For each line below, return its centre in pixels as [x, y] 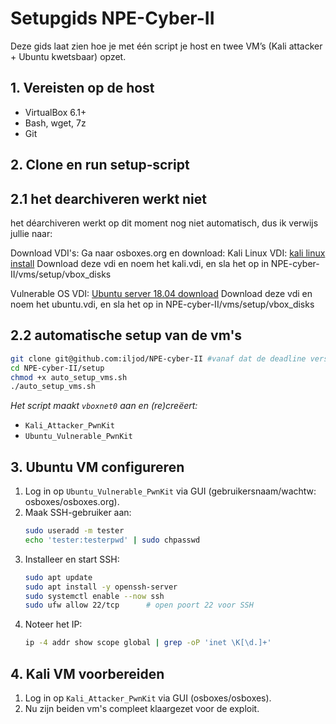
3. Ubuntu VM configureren [97, 467]
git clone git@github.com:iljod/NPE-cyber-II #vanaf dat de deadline [158, 358]
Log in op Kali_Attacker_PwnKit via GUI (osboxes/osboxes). [148, 698]
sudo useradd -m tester [74, 531]
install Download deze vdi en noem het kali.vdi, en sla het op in [139, 263]
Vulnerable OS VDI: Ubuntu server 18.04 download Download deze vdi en [161, 293]
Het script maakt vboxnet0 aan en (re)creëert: [104, 406]
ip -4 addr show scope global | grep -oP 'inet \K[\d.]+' [148, 643]
